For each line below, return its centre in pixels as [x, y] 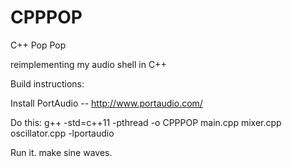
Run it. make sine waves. [61, 152]
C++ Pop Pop [38, 45]
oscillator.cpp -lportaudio [62, 133]
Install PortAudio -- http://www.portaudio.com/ [106, 103]
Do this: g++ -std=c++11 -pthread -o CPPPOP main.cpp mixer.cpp [146, 122]
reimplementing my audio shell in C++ [88, 64]
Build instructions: [47, 83]
